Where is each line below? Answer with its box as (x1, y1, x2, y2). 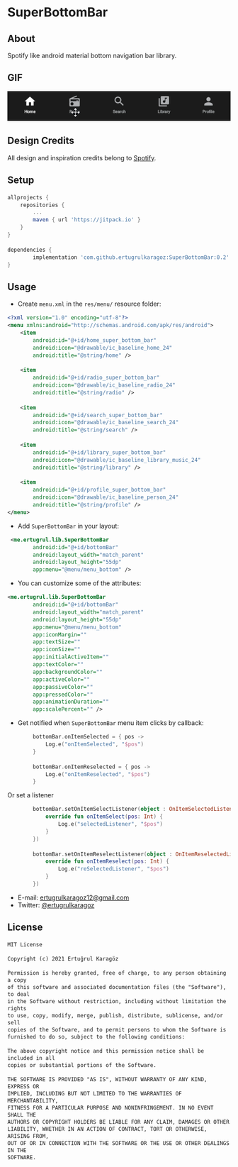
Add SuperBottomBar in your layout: (17, 521, 119, 530)
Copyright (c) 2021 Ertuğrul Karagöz (7, 955, 119, 962)
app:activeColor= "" (33, 675, 91, 683)
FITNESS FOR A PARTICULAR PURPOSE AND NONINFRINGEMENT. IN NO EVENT (7, 1104, 214, 1111)
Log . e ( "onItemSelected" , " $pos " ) (45, 741, 144, 748)
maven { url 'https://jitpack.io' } (33, 216, 141, 223)
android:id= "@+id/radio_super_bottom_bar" (33, 374, 160, 382)
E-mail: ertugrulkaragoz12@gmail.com (17, 893, 130, 902)
